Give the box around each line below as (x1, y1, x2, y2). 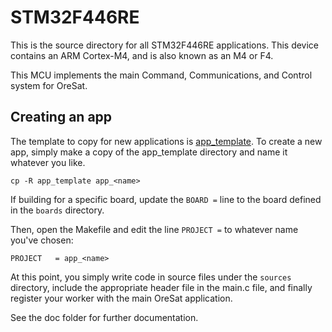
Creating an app (10, 109, 113, 126)
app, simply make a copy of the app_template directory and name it (10, 146, 288, 158)
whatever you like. (10, 156, 86, 168)
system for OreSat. (10, 79, 88, 91)
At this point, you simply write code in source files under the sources (10, 271, 292, 283)
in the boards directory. (10, 204, 105, 216)
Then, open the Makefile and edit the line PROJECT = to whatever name (10, 223, 299, 235)
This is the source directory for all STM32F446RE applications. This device (10, 39, 320, 51)
